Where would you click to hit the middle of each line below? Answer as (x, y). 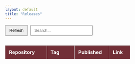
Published (90, 52)
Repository (22, 52)
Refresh (17, 30)
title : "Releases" (24, 14)
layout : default (21, 9)
